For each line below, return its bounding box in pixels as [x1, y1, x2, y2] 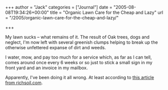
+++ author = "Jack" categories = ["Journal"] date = [5, 4, 113, 10]
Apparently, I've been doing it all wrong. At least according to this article [5, 75, 154, 80]
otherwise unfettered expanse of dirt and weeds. [5, 45, 106, 50]
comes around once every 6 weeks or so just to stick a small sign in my [5, 60, 153, 65]
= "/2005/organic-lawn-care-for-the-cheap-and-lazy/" [5, 15, 119, 20]
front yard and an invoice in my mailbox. [5, 65, 88, 71]
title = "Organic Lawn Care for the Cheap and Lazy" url [50, 9, 163, 15]
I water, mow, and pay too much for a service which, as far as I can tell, [5, 54, 152, 60]
